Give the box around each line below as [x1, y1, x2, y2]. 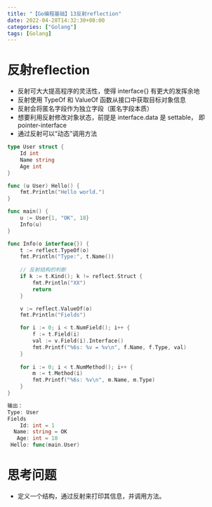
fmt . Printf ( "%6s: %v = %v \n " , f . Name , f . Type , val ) [32, 343, 187, 351]
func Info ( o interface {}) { [7, 240, 90, 247]
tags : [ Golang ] [7, 29, 52, 37]
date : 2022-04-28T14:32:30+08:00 [7, 17, 105, 24]
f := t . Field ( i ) [32, 331, 80, 338]
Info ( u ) [20, 220, 42, 228]
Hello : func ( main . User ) [10, 442, 80, 449]
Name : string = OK [13, 428, 68, 435]
